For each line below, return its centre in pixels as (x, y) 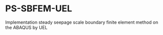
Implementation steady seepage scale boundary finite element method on (82, 22)
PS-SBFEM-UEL (39, 9)
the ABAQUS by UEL (26, 27)
